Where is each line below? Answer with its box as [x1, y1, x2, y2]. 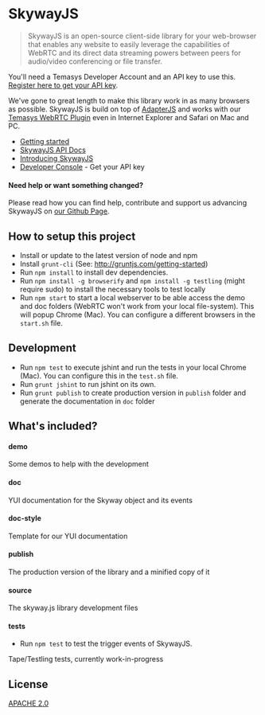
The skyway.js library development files [8, 603, 138, 613]
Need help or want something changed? [8, 180, 143, 189]
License [8, 678, 49, 691]
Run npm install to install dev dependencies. [19, 268, 169, 277]
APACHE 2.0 [8, 698, 49, 709]
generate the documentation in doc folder [19, 396, 155, 406]
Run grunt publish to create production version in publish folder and [19, 388, 247, 397]
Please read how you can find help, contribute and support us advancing [8, 198, 247, 208]
